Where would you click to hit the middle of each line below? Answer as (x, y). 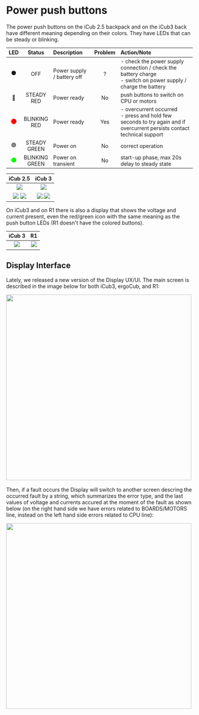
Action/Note (136, 53)
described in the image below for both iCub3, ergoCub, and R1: (83, 286)
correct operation (142, 145)
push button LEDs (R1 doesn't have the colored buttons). (75, 223)
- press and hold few (146, 116)
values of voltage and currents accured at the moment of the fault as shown (99, 502)
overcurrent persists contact (155, 128)
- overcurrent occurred (149, 109)
